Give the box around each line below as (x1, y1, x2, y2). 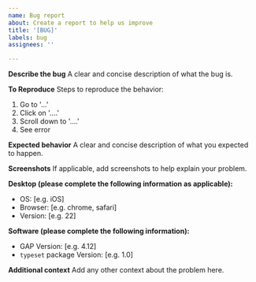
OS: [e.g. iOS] (19, 195, 65, 204)
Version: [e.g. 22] (19, 211, 76, 221)
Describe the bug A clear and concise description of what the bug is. (8, 69, 233, 79)
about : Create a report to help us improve (8, 19, 154, 27)
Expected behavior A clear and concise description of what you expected (8, 140, 249, 150)
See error (19, 125, 51, 135)
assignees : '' (8, 41, 55, 49)
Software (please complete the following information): (8, 226, 190, 236)
